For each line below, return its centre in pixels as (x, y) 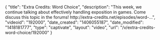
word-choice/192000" (27, 33)
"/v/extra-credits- (138, 27)
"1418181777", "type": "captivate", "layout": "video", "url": (62, 27)
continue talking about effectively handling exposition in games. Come (75, 12)
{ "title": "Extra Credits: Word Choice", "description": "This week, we (73, 7)
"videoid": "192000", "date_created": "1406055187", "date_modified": (74, 22)
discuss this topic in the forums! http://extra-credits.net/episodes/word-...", (80, 17)
